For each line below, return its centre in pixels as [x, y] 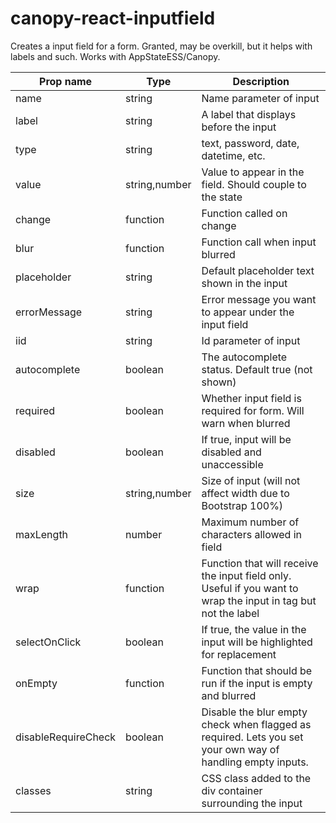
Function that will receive [260, 563]
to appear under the [248, 312]
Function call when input [259, 242]
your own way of [240, 749]
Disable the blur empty [254, 712]
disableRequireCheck [66, 737]
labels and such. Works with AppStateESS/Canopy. [115, 56]
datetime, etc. [233, 155]
